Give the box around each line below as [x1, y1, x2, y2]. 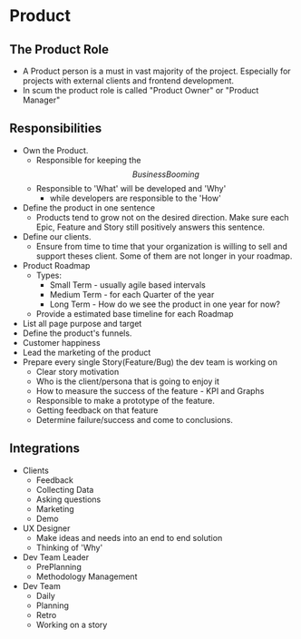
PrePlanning [35, 561, 82, 572]
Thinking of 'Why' [35, 542, 103, 553]
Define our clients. [22, 231, 92, 241]
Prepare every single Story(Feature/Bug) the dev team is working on [22, 356, 278, 368]
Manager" [22, 94, 61, 105]
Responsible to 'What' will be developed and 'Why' [35, 182, 227, 193]
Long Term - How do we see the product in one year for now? [49, 299, 281, 310]
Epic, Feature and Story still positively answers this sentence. [35, 221, 266, 232]
